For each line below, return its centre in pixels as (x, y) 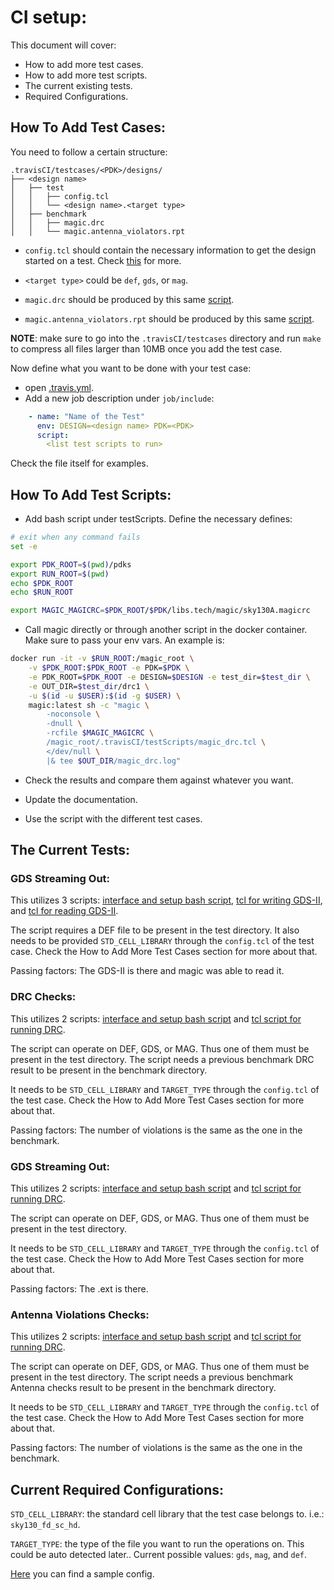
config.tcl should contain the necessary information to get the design (170, 250)
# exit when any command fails (75, 537)
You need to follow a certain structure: (89, 152)
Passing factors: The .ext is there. (79, 1288)
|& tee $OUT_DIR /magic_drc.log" (114, 761)
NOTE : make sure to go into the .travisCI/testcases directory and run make (166, 338)
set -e (24, 546)
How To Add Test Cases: (88, 127)
